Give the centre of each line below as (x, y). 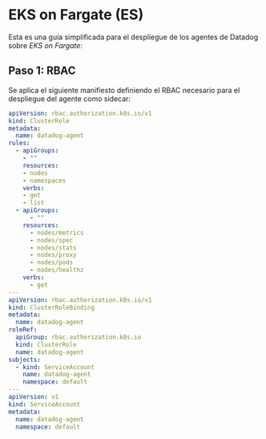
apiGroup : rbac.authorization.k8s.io (79, 337)
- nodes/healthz (56, 270)
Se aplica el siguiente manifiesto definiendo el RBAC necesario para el (124, 90)
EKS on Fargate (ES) (76, 15)
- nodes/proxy (53, 255)
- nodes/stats (53, 248)
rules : (19, 143)
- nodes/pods (51, 262)
